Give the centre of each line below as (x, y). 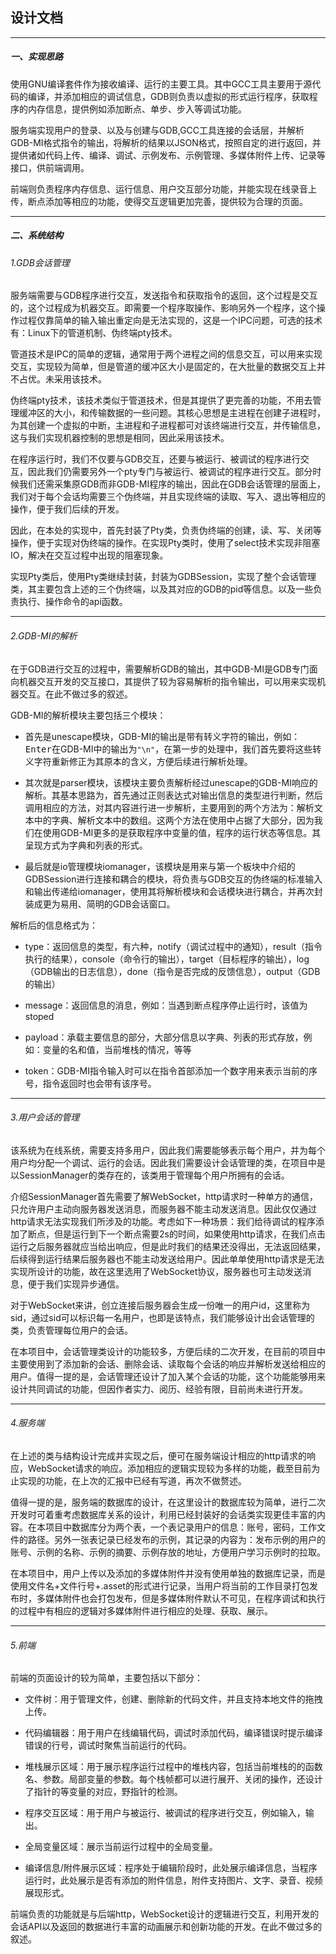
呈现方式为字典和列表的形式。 (86, 845)
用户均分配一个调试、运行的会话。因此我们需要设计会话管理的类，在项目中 (163, 1162)
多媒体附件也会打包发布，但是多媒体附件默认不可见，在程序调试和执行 (181, 1598)
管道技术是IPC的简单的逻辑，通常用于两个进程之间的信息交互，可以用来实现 (166, 354)
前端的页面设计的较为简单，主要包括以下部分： (106, 1678)
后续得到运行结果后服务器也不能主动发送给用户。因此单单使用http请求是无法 (167, 1259)
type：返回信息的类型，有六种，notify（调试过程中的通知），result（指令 (173, 946)
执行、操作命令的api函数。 (73, 602)
